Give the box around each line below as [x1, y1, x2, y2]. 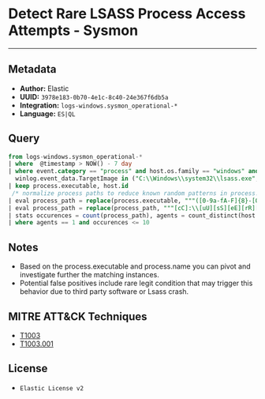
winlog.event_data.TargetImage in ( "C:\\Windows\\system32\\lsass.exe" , [15, 175, 259, 183]
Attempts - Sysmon [8, 21, 139, 40]
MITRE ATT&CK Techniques [8, 310, 147, 323]
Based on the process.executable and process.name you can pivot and [19, 262, 251, 271]
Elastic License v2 [19, 384, 84, 392]
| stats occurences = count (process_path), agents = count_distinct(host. [8, 211, 259, 220]
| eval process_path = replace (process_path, [8, 204, 160, 212]
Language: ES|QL [19, 108, 76, 119]
